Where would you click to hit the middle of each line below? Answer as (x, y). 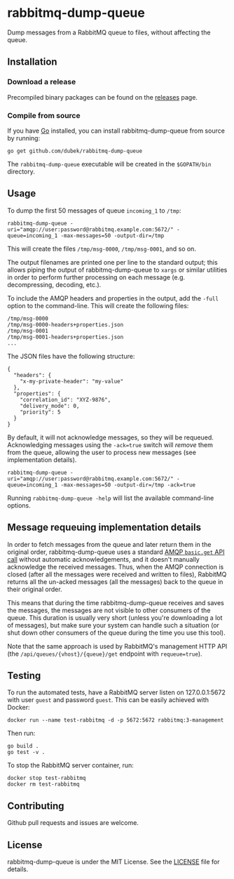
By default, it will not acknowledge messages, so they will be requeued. (110, 437)
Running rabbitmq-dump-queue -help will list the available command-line (111, 498)
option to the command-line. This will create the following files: (98, 305)
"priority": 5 (40, 412)
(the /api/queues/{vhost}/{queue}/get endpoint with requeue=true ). (105, 654)
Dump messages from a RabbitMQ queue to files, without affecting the (109, 32)
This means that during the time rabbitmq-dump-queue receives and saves (116, 602)
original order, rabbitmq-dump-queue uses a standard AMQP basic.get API (116, 552)
